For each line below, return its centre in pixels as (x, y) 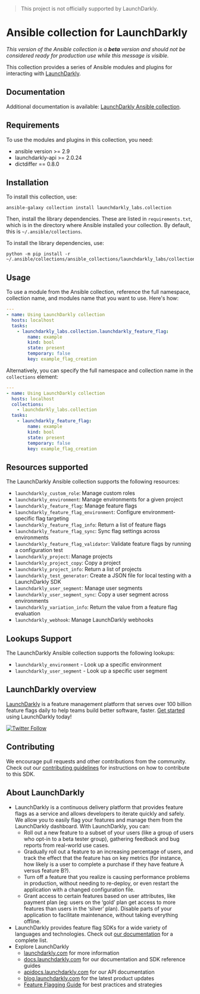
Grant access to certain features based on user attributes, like (99, 896)
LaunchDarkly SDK (38, 582)
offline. (32, 921)
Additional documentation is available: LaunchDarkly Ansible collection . (94, 106)
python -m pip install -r (38, 254)
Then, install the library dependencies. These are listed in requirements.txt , (99, 219)
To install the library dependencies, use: (55, 243)
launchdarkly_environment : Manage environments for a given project (99, 500)
